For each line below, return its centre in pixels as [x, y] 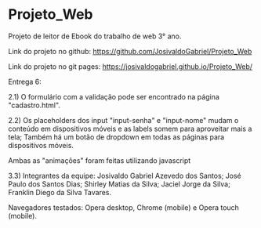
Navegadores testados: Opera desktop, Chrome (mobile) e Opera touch [123, 207]
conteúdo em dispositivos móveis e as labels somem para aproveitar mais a [130, 128]
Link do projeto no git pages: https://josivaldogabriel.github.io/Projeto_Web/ [130, 66]
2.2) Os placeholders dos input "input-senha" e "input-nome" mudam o [123, 120]
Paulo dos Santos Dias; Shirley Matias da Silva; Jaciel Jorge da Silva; [120, 184]
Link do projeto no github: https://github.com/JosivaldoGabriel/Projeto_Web [130, 51]
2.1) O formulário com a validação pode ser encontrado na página [114, 96]
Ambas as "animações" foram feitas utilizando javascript [100, 160]
